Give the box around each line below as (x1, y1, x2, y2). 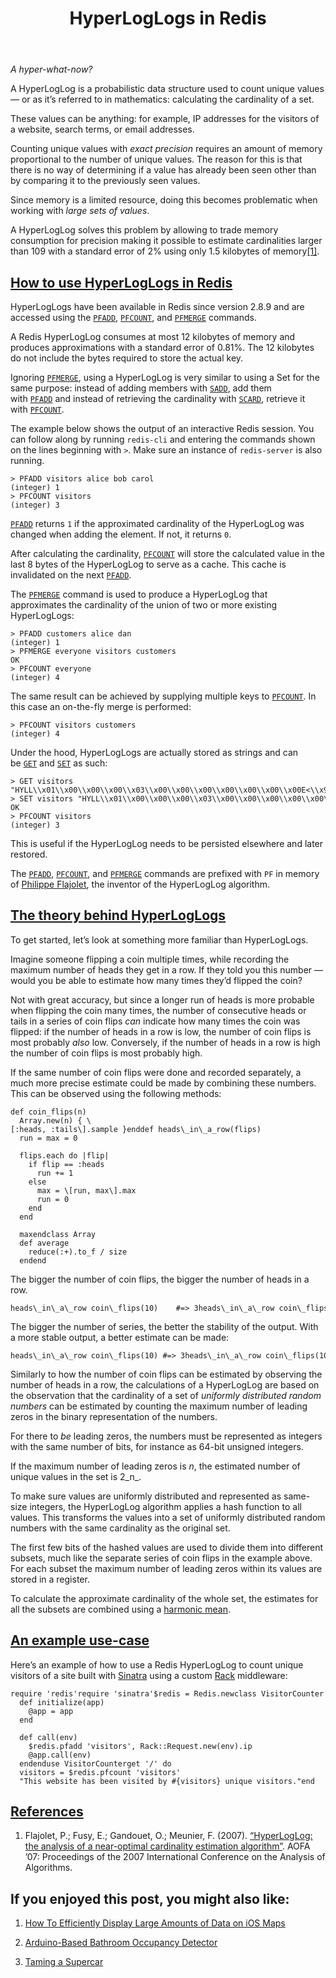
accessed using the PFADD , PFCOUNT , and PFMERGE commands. (10, 312, 257, 323)
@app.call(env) (28, 1750, 92, 1760)
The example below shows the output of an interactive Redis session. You (10, 423, 315, 434)
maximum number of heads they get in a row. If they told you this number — (10, 963, 324, 976)
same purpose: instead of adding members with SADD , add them (10, 382, 272, 394)
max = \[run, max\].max (36, 1185, 137, 1196)
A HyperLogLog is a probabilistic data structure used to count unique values (10, 83, 325, 95)
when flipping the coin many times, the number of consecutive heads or (10, 1004, 307, 1016)
